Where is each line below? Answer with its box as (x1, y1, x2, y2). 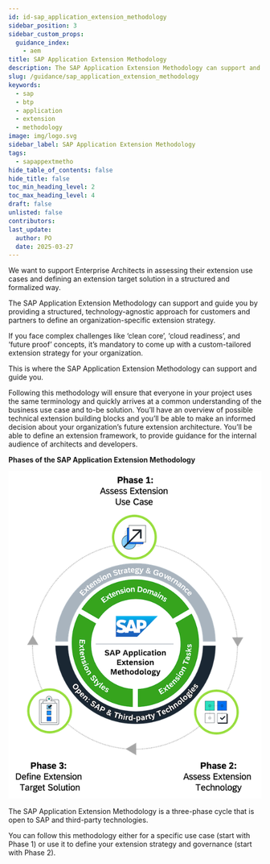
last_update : (8, 226, 52, 234)
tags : (8, 149, 27, 157)
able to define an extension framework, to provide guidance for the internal (8, 431, 257, 441)
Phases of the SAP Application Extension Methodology (8, 455, 195, 465)
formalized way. (8, 283, 62, 293)
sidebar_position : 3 (8, 21, 78, 30)
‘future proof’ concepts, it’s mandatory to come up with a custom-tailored (8, 339, 252, 350)
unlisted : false (8, 209, 63, 217)
